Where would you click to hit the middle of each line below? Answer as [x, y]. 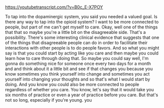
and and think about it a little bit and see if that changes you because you [79, 69]
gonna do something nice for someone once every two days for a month [78, 64]
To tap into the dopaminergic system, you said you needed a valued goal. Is [81, 16]
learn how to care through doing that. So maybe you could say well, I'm [77, 58]
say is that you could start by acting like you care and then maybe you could [82, 53]
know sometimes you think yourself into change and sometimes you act [78, 74]
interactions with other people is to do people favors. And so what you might [82, 48]
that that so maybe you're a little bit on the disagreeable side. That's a [75, 32]
